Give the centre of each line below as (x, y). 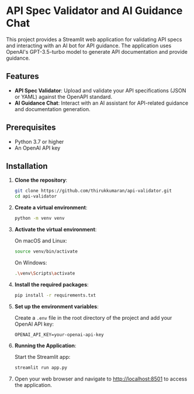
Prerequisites (31, 128)
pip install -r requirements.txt (55, 295)
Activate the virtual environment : (56, 229)
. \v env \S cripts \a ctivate (45, 273)
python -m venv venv (39, 218)
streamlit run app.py (41, 367)
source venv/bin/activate (46, 251)
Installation (27, 166)
